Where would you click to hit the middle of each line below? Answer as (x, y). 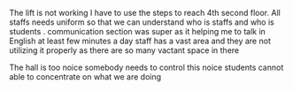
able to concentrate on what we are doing (85, 77)
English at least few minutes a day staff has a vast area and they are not (140, 41)
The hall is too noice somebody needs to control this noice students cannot (146, 67)
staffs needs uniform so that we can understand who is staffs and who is (142, 22)
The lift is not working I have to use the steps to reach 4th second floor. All (145, 13)
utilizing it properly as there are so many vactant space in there (124, 50)
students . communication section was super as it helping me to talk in (137, 31)
